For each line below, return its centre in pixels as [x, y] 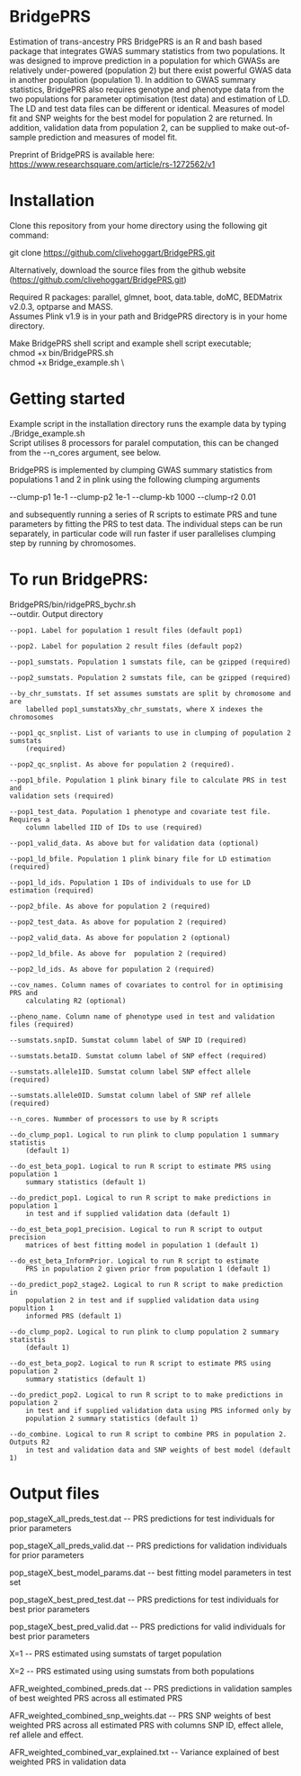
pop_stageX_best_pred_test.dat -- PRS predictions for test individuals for [144, 1599]
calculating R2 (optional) [76, 1001]
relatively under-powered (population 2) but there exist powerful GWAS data [150, 70]
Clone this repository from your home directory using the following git [138, 225]
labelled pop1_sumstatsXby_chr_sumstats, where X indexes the [144, 709]
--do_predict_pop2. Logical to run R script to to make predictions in [146, 1395]
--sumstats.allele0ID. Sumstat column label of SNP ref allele [130, 1095]
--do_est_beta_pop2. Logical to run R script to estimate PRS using [140, 1363]
